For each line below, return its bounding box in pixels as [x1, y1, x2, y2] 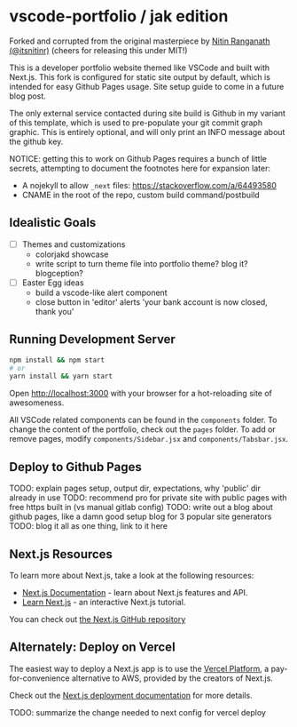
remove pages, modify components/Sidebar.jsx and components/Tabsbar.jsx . [9, 434, 289, 444]
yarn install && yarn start [9, 371, 113, 381]
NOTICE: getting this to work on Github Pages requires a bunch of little [9, 153, 268, 164]
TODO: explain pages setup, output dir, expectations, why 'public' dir [9, 483, 262, 494]
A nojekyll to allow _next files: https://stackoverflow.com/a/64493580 [21, 180, 277, 190]
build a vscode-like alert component [35, 287, 168, 298]
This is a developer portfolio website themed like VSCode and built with [9, 62, 270, 73]
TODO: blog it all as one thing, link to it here [9, 521, 168, 531]
